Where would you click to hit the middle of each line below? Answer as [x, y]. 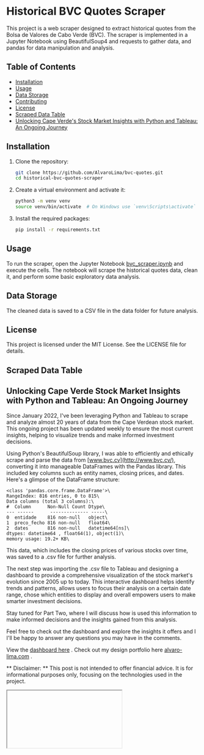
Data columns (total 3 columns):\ [50, 501]
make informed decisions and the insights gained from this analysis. [92, 619]
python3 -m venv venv [43, 201]
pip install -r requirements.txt [58, 230]
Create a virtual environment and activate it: [70, 190]
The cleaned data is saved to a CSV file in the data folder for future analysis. [102, 310]
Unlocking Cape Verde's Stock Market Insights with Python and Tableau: [107, 121]
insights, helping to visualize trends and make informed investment [90, 435]
